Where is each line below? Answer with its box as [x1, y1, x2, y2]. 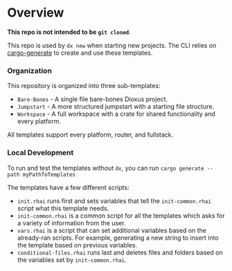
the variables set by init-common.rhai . [17, 255, 127, 264]
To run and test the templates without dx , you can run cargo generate [7, 164, 204, 172]
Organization [7, 66, 52, 76]
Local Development [7, 148, 74, 157]
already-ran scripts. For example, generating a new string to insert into [17, 234, 220, 242]
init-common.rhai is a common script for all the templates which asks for [17, 211, 225, 220]
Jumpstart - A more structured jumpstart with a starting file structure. [17, 103, 215, 111]
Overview [7, 5, 64, 21]
